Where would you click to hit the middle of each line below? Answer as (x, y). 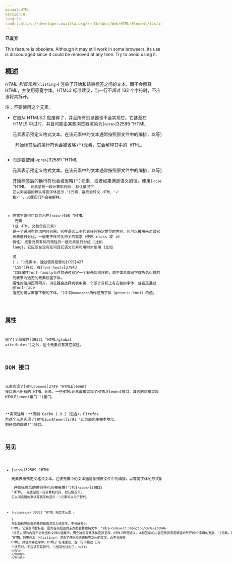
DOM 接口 (17, 367)
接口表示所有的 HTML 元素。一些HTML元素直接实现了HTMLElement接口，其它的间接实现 (82, 392)
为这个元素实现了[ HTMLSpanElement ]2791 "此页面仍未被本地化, (61, 420)
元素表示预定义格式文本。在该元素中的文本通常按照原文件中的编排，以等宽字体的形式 (85, 479)
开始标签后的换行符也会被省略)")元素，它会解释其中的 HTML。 (80, 145)
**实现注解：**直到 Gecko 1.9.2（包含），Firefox (52, 414)
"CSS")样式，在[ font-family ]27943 (45, 268)
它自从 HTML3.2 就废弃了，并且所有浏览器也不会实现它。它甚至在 (80, 118)
